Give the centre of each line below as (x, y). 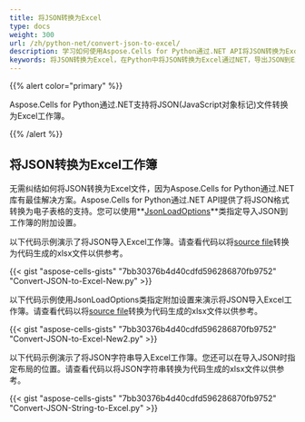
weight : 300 (32, 34)
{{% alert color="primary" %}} (66, 86)
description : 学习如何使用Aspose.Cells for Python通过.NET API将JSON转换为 (148, 52)
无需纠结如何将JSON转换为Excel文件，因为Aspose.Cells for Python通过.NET (152, 188)
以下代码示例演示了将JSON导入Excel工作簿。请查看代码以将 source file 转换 (149, 241)
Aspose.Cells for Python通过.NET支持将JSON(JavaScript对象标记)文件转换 (149, 104)
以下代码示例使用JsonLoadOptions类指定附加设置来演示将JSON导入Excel (147, 299)
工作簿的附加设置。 (45, 222)
